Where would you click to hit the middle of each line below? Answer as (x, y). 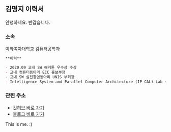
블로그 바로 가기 (28, 114)
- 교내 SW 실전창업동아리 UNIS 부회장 (40, 77)
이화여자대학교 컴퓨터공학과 (33, 49)
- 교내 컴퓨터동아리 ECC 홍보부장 (35, 72)
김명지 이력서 (25, 9)
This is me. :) (19, 124)
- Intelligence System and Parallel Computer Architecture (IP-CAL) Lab (84, 82)
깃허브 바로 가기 (28, 108)
